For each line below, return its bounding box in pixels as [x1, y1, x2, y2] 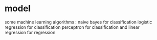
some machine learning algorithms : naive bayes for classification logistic [4, 19, 152, 25]
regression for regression [4, 29, 56, 35]
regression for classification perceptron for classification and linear [4, 24, 140, 30]
